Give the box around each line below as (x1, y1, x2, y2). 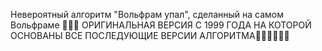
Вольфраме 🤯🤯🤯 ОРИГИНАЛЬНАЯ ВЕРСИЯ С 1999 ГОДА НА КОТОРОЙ (10, 19, 312, 31)
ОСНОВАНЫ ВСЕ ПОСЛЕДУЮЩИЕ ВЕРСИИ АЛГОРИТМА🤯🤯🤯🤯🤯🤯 (10, 30, 290, 41)
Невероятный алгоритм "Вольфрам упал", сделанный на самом (10, 9, 285, 20)
